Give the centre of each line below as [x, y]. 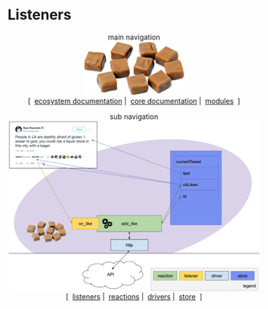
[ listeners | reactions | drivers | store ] [134, 296]
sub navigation [134, 117]
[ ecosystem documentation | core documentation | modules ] [134, 101]
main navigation [134, 37]
